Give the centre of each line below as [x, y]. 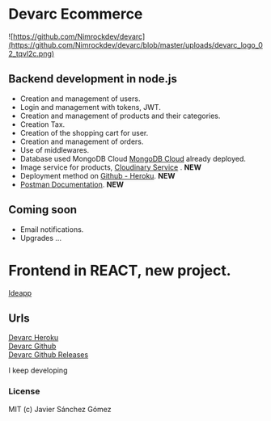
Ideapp [20, 293]
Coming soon [43, 210]
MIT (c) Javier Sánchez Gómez [60, 409]
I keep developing [38, 370]
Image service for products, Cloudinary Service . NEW [111, 167]
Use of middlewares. [55, 149]
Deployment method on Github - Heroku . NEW [97, 175]
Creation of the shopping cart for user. [84, 133]
